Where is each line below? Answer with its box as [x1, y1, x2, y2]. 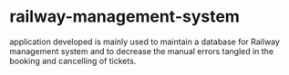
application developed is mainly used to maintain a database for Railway [9, 36, 281, 47]
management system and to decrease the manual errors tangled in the [9, 45, 274, 56]
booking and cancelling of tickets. [9, 55, 137, 66]
